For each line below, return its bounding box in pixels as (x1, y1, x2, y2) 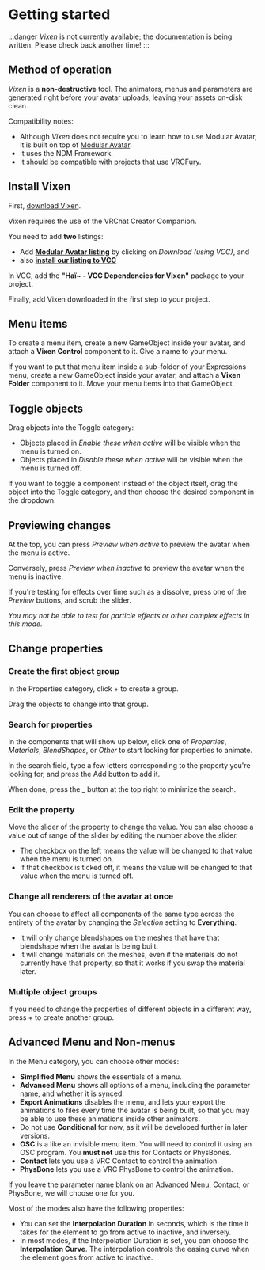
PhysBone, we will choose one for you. (8, 1188, 135, 1197)
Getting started (8, 6, 111, 24)
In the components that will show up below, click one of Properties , (8, 736, 227, 746)
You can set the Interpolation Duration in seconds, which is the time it (19, 1219, 249, 1228)
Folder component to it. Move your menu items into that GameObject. (8, 378, 235, 389)
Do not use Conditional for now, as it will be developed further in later (19, 1122, 248, 1131)
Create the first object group (8, 666, 120, 677)
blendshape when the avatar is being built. (19, 941, 159, 951)
